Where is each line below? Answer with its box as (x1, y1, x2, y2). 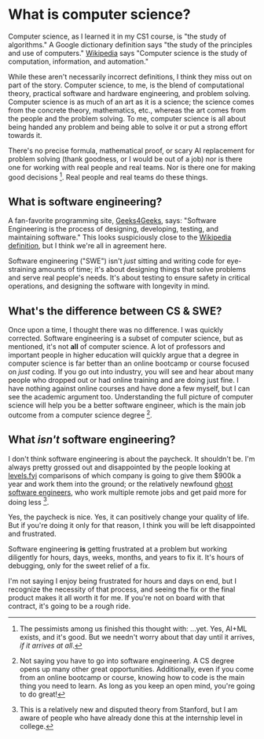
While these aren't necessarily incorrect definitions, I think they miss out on (8, 72, 252, 81)
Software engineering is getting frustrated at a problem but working (8, 544, 228, 554)
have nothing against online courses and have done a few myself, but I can (8, 384, 250, 393)
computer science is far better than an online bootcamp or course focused (8, 358, 250, 368)
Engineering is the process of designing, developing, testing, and (8, 225, 218, 234)
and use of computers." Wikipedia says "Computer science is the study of (8, 48, 247, 58)
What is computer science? (8, 6, 191, 24)
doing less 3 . (8, 496, 49, 507)
